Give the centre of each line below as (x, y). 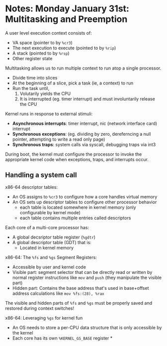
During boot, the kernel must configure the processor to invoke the (74, 154)
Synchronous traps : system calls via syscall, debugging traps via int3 (84, 144)
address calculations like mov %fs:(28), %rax (58, 293)
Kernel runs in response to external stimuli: (49, 114)
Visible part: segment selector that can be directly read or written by (82, 272)
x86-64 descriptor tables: (32, 187)
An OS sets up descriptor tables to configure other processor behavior (84, 202)
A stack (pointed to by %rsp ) (41, 53)
